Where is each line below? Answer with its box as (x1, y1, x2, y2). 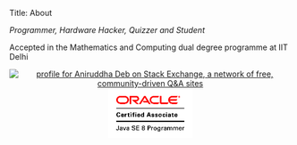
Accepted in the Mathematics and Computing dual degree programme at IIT (9, 42, 289, 52)
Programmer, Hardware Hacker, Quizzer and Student (9, 25, 206, 35)
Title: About (9, 8, 53, 18)
